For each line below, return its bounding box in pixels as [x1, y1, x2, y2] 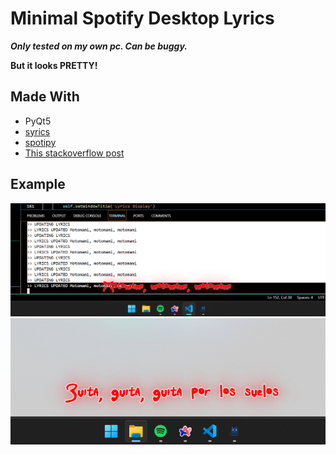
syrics [24, 125, 51, 137]
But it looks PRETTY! [10, 59, 98, 71]
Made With [10, 88, 80, 106]
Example [10, 176, 66, 193]
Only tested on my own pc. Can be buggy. [10, 40, 188, 52]
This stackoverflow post [24, 147, 125, 159]
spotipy [24, 136, 57, 148]
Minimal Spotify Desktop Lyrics [10, 7, 275, 30]
